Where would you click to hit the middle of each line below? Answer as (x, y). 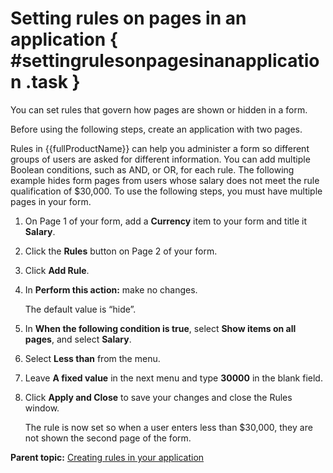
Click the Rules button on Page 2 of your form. (121, 251)
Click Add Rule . (57, 270)
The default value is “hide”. (80, 309)
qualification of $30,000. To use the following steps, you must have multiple (166, 191)
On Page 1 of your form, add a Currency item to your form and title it (166, 221)
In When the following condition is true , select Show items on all (160, 328)
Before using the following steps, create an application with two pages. (156, 129)
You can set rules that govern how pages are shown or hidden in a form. (159, 109)
